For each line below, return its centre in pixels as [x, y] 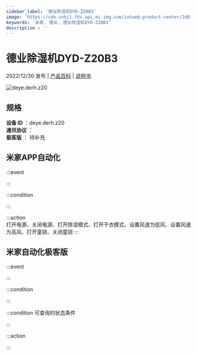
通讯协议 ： [20, 130]
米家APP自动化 [33, 158]
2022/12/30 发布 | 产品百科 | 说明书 [49, 76]
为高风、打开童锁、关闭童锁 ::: [43, 231]
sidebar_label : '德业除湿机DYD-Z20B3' [51, 11]
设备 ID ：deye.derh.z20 [35, 123]
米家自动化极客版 [37, 252]
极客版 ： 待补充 [26, 137]
